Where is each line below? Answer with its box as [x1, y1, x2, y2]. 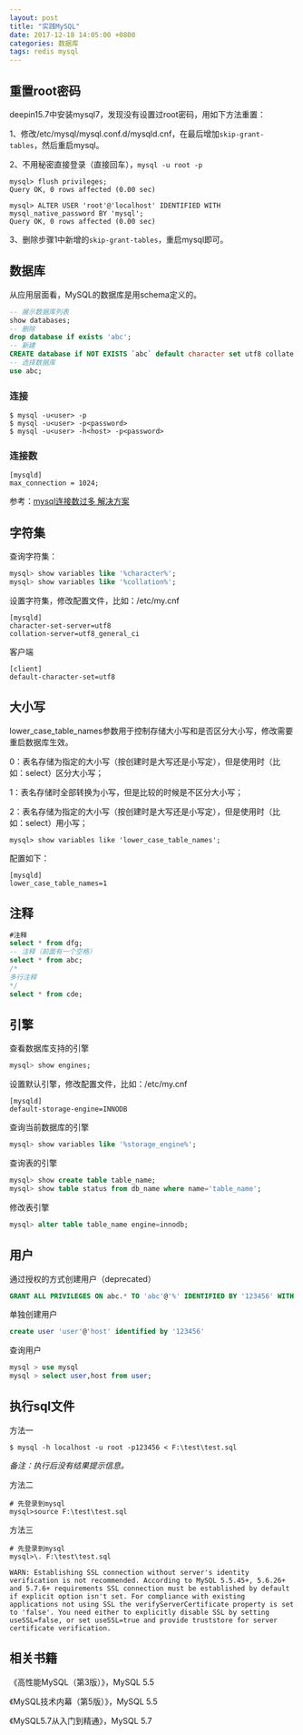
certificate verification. [9, 1623, 112, 1633]
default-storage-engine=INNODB [9, 1105, 128, 1115]
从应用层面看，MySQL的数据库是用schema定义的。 [9, 288, 202, 300]
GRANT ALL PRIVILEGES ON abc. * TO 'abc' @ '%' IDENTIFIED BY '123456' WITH [9, 1291, 295, 1301]
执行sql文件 [9, 1398, 75, 1415]
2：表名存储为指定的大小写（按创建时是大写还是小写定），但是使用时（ [9, 806, 273, 817]
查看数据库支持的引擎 [9, 1043, 89, 1054]
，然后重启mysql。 [33, 139, 104, 150]
